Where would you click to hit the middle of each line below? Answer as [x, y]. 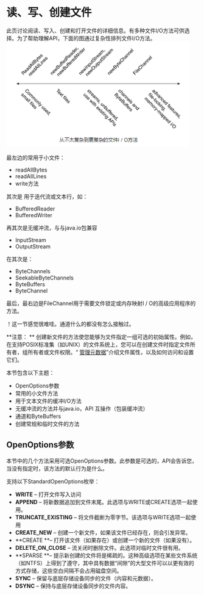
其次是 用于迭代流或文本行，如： [47, 197]
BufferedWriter [34, 215]
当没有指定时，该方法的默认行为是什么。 [57, 468]
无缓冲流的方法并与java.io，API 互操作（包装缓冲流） [82, 408]
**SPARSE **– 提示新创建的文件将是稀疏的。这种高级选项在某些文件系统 [106, 555]
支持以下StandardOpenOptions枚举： [53, 481]
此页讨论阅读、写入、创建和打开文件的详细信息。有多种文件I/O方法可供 [95, 31]
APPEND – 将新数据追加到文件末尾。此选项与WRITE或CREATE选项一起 [104, 502]
